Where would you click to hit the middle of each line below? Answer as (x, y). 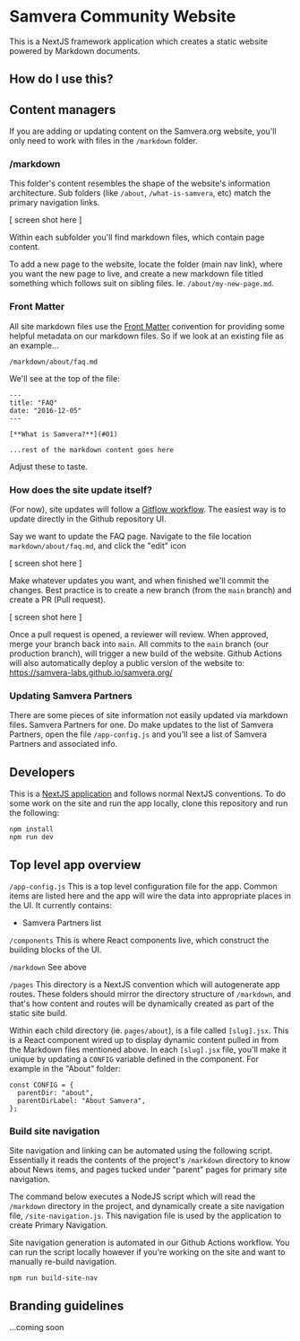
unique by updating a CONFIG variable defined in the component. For (134, 1059)
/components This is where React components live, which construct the (139, 940)
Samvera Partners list (62, 923)
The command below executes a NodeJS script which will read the (133, 1196)
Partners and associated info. (64, 744)
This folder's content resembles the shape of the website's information (140, 184)
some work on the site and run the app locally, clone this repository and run (149, 803)
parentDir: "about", (56, 1092)
